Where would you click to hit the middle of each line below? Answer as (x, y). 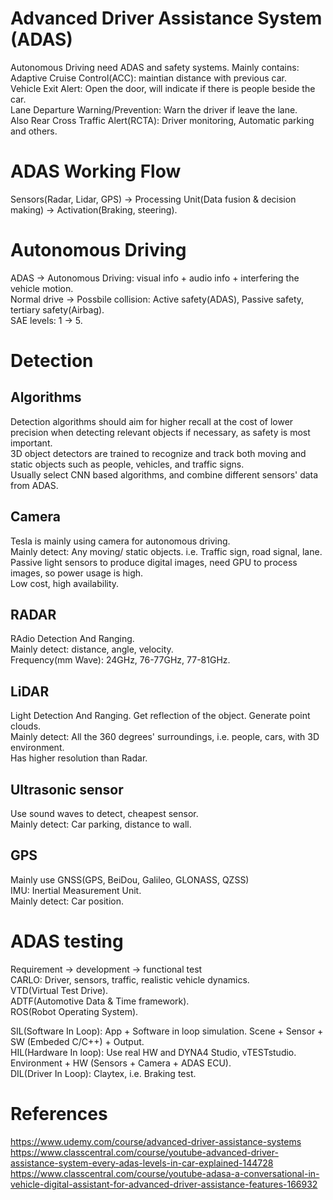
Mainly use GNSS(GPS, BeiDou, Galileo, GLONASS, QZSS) (130, 879)
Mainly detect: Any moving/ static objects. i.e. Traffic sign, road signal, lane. (166, 551)
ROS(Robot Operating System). (74, 1011)
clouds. (26, 726)
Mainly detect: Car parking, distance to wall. (101, 824)
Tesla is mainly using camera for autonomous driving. (120, 541)
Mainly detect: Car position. (67, 901)
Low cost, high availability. (65, 583)
